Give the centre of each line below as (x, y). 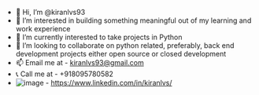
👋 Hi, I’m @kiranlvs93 (50, 12)
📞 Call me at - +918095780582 (65, 74)
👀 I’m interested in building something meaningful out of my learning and (133, 20)
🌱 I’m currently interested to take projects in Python (99, 37)
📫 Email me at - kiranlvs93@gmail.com (80, 62)
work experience (43, 29)
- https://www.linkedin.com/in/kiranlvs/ (109, 83)
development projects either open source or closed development (121, 54)
